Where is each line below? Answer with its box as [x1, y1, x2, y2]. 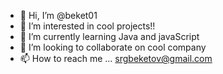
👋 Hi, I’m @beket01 [19, 10, 98, 21]
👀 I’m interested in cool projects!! [19, 20, 156, 32]
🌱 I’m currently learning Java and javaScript [19, 31, 200, 42]
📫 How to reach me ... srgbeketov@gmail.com [19, 53, 213, 64]
